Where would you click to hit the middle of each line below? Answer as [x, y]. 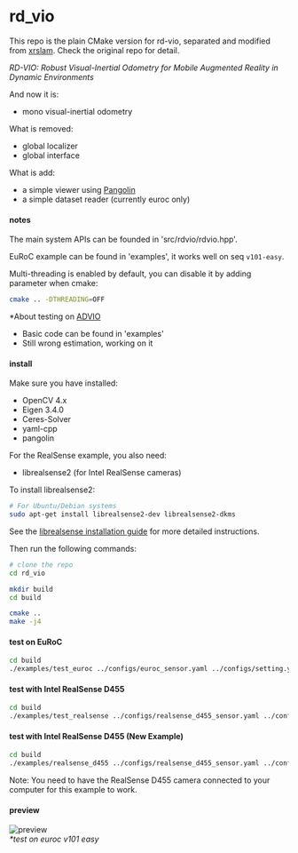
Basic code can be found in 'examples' [93, 334]
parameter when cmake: [54, 283]
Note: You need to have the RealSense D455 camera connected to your [140, 780]
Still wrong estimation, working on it [87, 343]
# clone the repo [41, 565]
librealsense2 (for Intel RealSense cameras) [102, 473]
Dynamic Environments [52, 76]
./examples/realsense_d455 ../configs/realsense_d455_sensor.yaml [134, 763]
